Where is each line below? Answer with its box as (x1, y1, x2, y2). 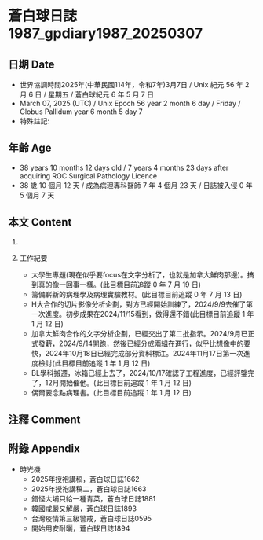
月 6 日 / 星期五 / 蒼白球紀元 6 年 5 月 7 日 (19, 90, 155, 99)
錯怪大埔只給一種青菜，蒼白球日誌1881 (31, 494, 156, 503)
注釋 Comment (8, 413, 81, 427)
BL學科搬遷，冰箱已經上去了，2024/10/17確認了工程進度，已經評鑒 (31, 368, 248, 377)
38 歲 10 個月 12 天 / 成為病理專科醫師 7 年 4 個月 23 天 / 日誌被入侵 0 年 (19, 180, 253, 189)
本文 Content (8, 215, 72, 229)
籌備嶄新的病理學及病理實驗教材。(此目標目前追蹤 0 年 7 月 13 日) (31, 289, 243, 299)
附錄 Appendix (8, 442, 80, 456)
